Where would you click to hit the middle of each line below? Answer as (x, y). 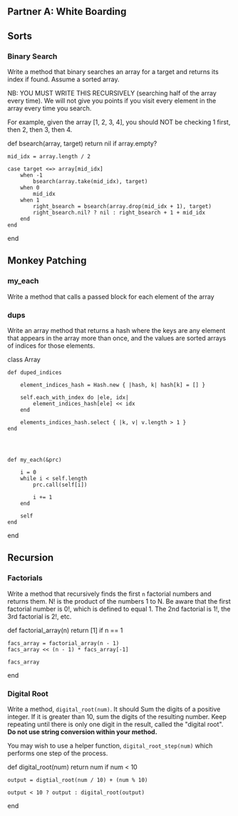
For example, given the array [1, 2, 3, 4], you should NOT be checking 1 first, (119, 122)
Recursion (31, 558)
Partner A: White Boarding (67, 12)
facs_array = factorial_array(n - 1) (63, 643)
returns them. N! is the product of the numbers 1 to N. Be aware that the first (119, 601)
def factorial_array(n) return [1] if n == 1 (65, 630)
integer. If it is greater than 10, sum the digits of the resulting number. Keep (117, 717)
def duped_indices (35, 373)
